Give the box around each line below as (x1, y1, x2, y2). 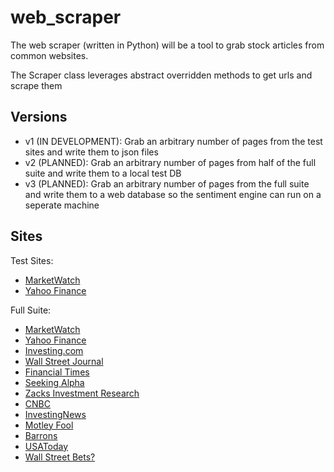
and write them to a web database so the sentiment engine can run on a (24, 188, 322, 200)
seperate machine (24, 199, 100, 211)
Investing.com (24, 344, 84, 356)
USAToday (24, 440, 69, 452)
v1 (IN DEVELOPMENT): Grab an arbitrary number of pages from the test (24, 135, 323, 147)
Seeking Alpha (24, 376, 85, 388)
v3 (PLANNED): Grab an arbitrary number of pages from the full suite (24, 177, 310, 190)
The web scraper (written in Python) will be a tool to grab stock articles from (10, 39, 325, 51)
